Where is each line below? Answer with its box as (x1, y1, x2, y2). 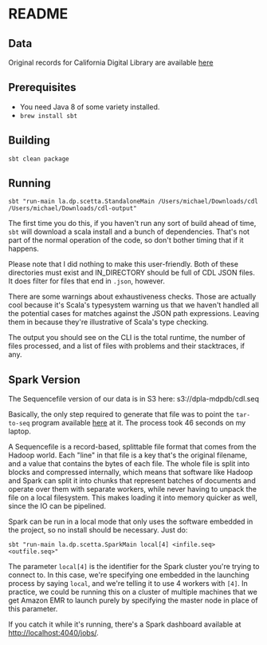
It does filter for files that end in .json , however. (8, 276, 165, 286)
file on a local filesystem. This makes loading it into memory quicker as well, (8, 493, 257, 503)
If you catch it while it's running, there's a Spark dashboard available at (8, 619, 241, 629)
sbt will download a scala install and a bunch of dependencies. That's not (8, 227, 249, 236)
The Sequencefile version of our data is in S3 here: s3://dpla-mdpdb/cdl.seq (8, 394, 259, 404)
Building (8, 133, 50, 148)
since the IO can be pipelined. (8, 501, 106, 511)
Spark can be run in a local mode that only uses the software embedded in (8, 516, 253, 527)
